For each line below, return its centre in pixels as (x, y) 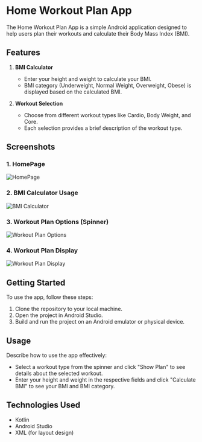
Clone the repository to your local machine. (68, 309)
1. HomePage (26, 164)
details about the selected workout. (59, 373)
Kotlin (22, 420)
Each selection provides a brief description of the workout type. (103, 128)
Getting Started (36, 282)
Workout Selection (39, 103)
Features (23, 53)
